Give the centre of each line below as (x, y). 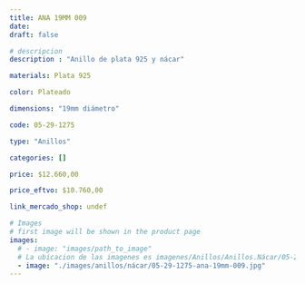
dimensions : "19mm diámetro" (64, 109)
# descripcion (36, 51)
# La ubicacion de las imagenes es (85, 257)
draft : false (34, 34)
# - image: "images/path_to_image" (85, 249)
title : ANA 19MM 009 (49, 18)
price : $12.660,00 (44, 174)
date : (20, 26)
